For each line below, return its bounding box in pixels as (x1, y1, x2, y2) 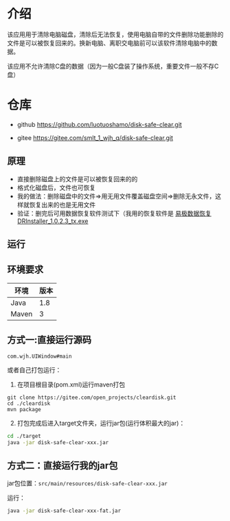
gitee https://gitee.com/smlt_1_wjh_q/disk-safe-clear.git (16, 133, 174, 141)
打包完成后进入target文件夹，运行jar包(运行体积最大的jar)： (16, 419, 185, 427)
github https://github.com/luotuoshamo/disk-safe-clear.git (16, 120, 182, 128)
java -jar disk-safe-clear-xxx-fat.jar (7, 507, 122, 515)
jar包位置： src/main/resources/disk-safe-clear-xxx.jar (7, 479, 168, 487)
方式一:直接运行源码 (7, 334, 92, 346)
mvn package (7, 406, 41, 413)
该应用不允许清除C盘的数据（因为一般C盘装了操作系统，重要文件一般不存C (7, 62, 219, 70)
